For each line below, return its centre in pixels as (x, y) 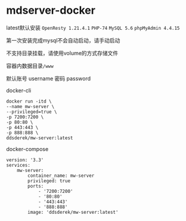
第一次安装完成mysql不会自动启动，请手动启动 (63, 40)
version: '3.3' (25, 160)
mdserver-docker (51, 10)
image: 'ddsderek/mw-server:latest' (73, 212)
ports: (36, 186)
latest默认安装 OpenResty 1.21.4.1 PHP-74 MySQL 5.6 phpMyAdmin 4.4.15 (93, 27)
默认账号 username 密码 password (49, 78)
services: (18, 165)
